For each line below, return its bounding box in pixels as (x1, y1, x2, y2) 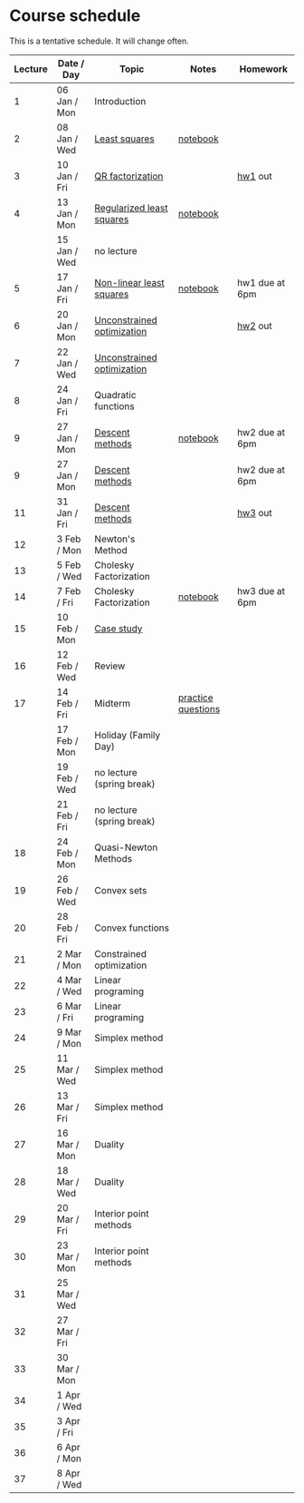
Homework (239, 63, 288, 75)
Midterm (94, 697, 131, 709)
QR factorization (94, 170, 164, 182)
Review (94, 659, 126, 672)
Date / (57, 56, 85, 69)
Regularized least (94, 201, 168, 214)
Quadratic (94, 388, 138, 401)
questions (177, 702, 221, 715)
